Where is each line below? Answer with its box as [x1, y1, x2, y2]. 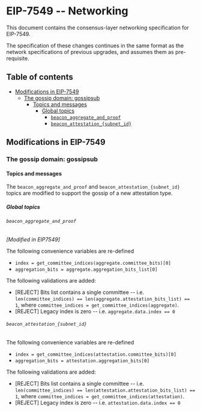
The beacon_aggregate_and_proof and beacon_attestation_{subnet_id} [6, 183, 180, 190]
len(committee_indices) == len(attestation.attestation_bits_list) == [14, 387, 196, 393]
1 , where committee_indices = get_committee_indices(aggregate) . [14, 301, 179, 308]
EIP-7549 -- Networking [6, 4, 128, 18]
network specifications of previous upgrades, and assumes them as [6, 48, 174, 55]
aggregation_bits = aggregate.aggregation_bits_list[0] [14, 266, 158, 272]
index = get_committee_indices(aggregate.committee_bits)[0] [14, 260, 172, 266]
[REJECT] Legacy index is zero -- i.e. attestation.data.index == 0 [14, 399, 181, 407]
